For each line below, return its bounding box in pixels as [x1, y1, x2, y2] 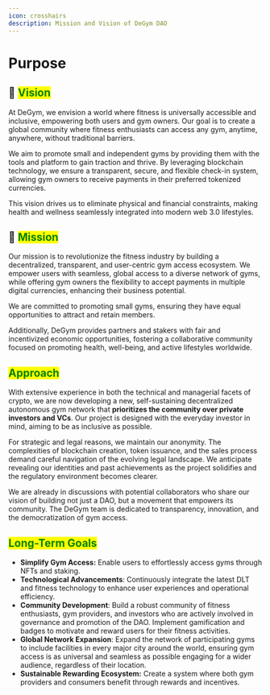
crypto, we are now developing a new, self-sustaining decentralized [8, 396, 234, 406]
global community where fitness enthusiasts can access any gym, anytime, [8, 124, 258, 134]
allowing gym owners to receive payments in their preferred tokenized [8, 174, 242, 184]
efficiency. [19, 591, 55, 601]
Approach [8, 366, 60, 379]
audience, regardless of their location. [19, 660, 147, 669]
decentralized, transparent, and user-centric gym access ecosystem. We [8, 260, 251, 270]
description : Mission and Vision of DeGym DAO [8, 19, 168, 27]
